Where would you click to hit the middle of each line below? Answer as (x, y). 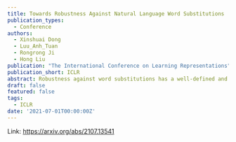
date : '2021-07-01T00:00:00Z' (52, 111)
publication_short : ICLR (44, 72)
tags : (15, 99)
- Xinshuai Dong (37, 40)
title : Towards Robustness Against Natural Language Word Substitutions (116, 14)
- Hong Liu (29, 59)
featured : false (31, 92)
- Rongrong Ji (34, 53)
